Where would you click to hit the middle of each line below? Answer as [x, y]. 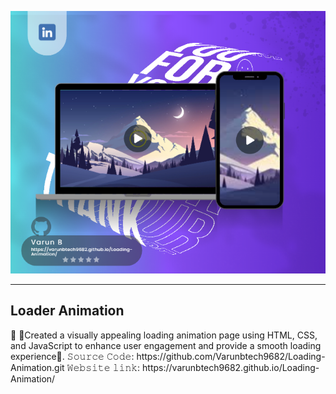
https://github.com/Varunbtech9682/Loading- [231, 356]
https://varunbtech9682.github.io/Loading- [231, 367]
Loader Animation [67, 311]
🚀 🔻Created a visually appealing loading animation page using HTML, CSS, [164, 335]
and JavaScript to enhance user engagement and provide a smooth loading [166, 345]
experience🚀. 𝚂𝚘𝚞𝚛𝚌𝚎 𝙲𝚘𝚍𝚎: [72, 356]
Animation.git [37, 367]
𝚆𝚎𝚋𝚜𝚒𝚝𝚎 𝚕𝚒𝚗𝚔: [103, 367]
